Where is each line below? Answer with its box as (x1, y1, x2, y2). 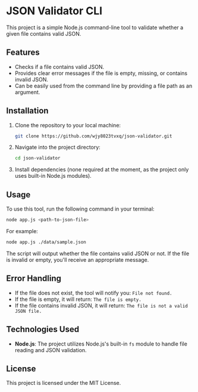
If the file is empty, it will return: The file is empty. (14, 296, 142, 303)
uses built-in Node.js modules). (14, 173, 92, 180)
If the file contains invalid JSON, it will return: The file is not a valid (14, 302, 188, 309)
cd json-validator (14, 155, 61, 161)
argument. (14, 88, 40, 96)
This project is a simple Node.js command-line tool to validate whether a (6, 24, 184, 31)
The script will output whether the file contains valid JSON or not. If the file (6, 250, 190, 257)
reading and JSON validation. (14, 346, 87, 353)
